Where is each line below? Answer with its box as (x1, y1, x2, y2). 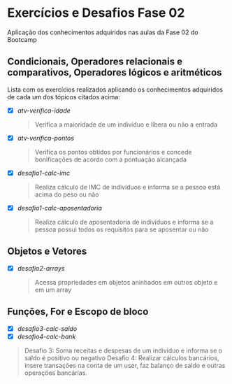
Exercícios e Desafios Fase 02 (7, 5, 185, 21)
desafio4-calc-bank (17, 332, 76, 341)
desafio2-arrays (17, 264, 65, 272)
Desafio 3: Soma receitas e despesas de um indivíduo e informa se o (24, 346, 222, 355)
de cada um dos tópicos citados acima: (7, 92, 120, 101)
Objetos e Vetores (7, 246, 87, 257)
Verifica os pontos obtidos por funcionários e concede (34, 148, 192, 156)
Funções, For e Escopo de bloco (7, 306, 149, 318)
